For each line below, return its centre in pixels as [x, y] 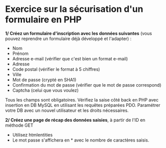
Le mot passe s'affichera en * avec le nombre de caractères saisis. [81, 140]
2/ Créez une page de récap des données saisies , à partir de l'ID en [75, 120]
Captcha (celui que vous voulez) [45, 90]
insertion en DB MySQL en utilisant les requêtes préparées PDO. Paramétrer [83, 105]
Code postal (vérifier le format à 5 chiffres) [56, 69]
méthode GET [19, 125]
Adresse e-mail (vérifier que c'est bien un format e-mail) [70, 58]
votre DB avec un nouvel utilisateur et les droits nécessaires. [67, 110]
